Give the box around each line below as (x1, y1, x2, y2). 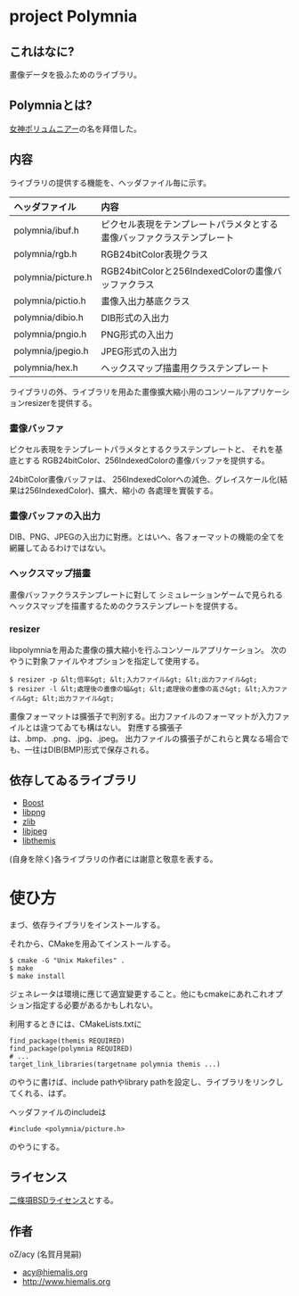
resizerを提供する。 (24, 397, 97, 408)
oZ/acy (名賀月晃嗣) (9, 1249, 82, 1259)
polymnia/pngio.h (13, 327, 87, 340)
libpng (21, 806, 46, 817)
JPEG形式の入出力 (101, 345, 178, 358)
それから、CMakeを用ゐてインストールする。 (9, 938, 175, 949)
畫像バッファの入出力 (9, 509, 101, 522)
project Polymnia (9, 6, 138, 27)
